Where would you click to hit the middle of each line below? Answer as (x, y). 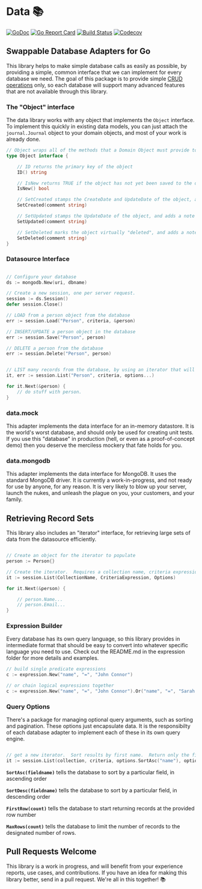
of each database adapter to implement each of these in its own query (93, 733)
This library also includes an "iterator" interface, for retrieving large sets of (98, 533)
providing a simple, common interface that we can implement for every (94, 72)
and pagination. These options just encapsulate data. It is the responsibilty (98, 726)
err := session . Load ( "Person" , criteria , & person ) (71, 321)
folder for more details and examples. (53, 658)
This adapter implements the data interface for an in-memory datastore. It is (100, 426)
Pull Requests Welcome (51, 852)
